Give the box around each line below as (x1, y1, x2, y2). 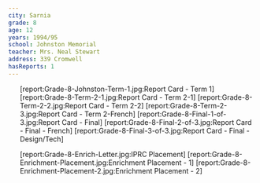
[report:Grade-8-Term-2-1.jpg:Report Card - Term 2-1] (19, 92, 196, 102)
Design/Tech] (19, 134, 65, 144)
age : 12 (8, 26, 34, 34)
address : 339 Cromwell (8, 56, 83, 64)
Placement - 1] (147, 158, 195, 167)
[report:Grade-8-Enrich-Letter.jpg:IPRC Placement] (19, 149, 187, 159)
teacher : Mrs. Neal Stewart (8, 48, 101, 56)
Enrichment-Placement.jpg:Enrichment (19, 158, 146, 167)
